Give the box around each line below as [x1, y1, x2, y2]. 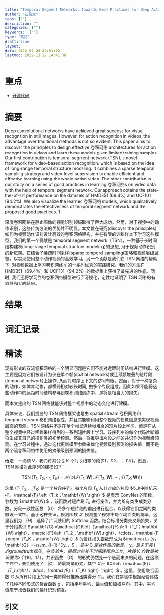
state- [146, 187, 159, 193]
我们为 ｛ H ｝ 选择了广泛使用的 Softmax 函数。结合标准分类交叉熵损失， [9, 517, 154, 523]
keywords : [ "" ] [5, 30, 38, 35]
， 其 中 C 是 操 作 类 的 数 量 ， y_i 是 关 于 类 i [75, 542, 155, 548]
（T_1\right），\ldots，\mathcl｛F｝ [5, 567, 71, 573]
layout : [5, 44, 21, 49]
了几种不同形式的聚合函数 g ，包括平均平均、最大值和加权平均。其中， [5, 581, 147, 587]
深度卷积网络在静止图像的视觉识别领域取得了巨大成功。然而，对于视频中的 [5, 219, 155, 225]
